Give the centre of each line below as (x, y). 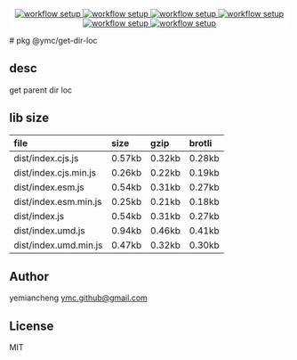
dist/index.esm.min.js (58, 201)
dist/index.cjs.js (46, 158)
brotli (201, 143)
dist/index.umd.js (50, 230)
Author (29, 277)
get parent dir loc (41, 90)
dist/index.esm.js (49, 187)
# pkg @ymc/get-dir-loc (53, 41)
